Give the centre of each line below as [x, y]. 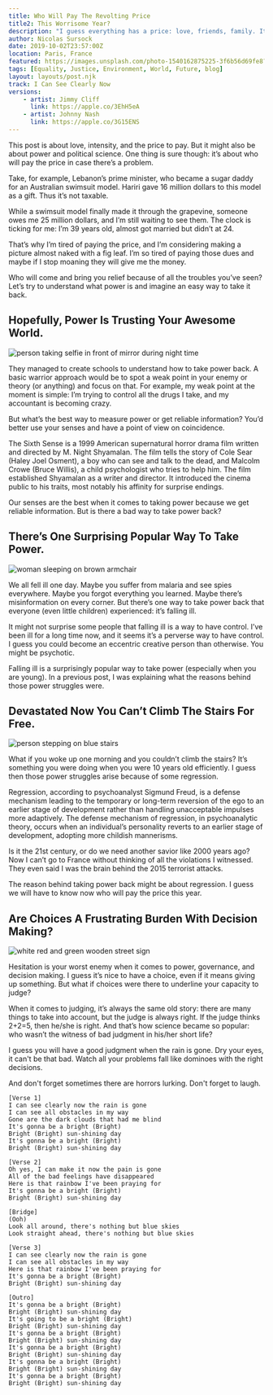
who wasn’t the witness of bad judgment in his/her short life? [110, 1034]
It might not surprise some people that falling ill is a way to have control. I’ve [136, 626]
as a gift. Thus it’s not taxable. [58, 195]
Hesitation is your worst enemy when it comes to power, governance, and [132, 967]
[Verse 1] [25, 1099]
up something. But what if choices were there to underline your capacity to [134, 984]
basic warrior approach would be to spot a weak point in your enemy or [128, 377]
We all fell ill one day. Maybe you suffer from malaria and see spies [120, 585]
